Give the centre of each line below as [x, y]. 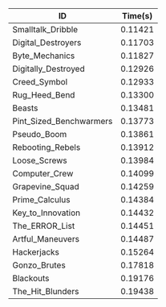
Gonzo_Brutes [39, 265]
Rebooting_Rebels [47, 147]
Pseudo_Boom [40, 134]
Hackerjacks [36, 252]
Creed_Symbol [40, 82]
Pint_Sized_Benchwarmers [63, 121]
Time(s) [137, 16]
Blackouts [31, 278]
